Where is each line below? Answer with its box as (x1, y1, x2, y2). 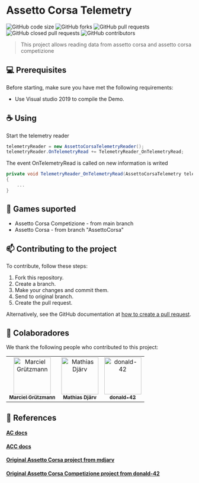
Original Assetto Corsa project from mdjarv (6, 456, 115, 463)
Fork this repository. (14, 274, 64, 282)
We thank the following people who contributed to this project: (6, 344, 159, 351)
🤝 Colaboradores (6, 328, 70, 338)
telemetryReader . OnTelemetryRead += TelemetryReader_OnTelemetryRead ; (6, 149, 184, 155)
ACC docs (6, 443, 31, 450)
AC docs (6, 429, 28, 436)
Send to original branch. (14, 293, 74, 300)
